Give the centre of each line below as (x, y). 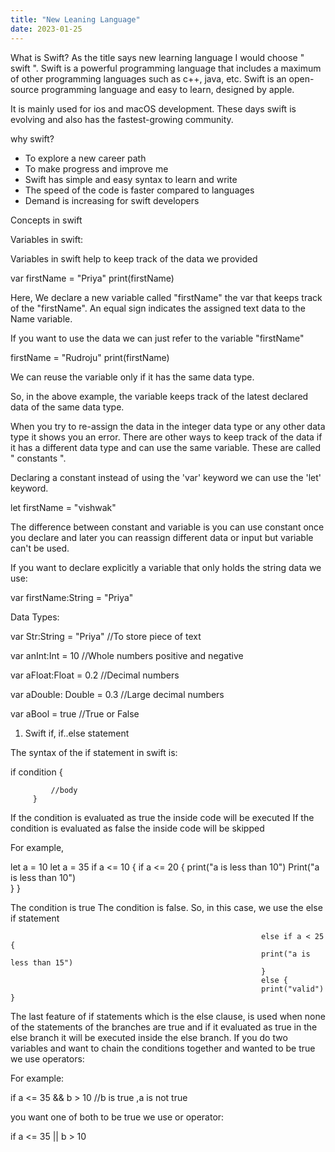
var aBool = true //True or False (75, 713)
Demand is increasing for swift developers (112, 200)
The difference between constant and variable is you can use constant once (167, 527)
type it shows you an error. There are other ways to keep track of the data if (166, 437)
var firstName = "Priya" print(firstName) (92, 278)
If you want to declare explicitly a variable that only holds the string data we (166, 567)
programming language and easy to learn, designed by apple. (168, 89)
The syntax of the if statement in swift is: (94, 752)
